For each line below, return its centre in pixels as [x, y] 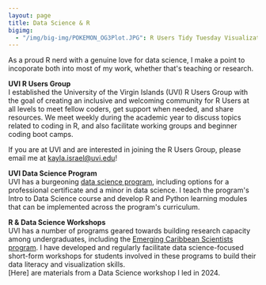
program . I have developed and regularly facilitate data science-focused [126, 248]
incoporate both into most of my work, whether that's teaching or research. [131, 69]
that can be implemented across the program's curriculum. [104, 207]
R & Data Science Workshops [57, 222]
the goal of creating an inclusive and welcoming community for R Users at [129, 101]
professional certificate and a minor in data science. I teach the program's [129, 190]
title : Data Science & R [49, 23]
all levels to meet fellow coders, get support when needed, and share [121, 109]
